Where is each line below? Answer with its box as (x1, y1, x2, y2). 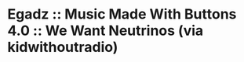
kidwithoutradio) (7, 39, 118, 56)
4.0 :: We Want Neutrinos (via (7, 22, 204, 40)
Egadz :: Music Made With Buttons (7, 5, 237, 23)
